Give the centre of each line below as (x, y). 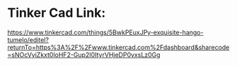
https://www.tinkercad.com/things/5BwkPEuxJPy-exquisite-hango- (105, 32)
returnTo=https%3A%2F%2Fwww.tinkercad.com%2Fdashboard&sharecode (118, 47)
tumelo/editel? (28, 39)
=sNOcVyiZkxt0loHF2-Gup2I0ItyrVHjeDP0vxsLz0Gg (84, 55)
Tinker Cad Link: (57, 13)
